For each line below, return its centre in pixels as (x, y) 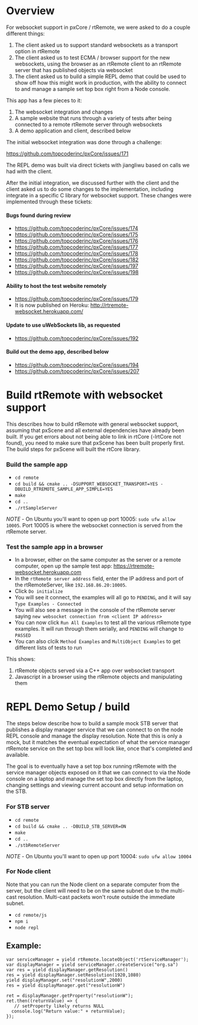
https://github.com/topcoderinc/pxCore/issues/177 (77, 247)
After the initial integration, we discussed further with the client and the (92, 183)
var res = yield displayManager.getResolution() (67, 970)
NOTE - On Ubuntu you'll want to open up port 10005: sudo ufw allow (91, 519)
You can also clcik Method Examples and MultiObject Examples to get (98, 641)
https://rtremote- (134, 566)
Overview (30, 11)
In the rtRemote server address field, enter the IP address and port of (99, 579)
